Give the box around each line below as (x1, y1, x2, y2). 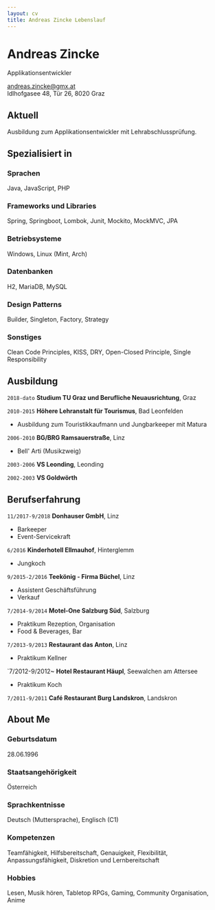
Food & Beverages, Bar (16, 627, 82, 635)
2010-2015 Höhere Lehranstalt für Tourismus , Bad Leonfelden (7, 407, 183, 415)
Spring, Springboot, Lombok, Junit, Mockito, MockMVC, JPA (7, 217, 179, 225)
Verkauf (16, 593, 40, 602)
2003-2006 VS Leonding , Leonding (7, 461, 104, 469)
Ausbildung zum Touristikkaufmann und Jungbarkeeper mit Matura (16, 421, 207, 429)
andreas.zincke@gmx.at (7, 82, 76, 90)
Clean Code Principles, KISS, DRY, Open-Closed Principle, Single (7, 348, 191, 357)
